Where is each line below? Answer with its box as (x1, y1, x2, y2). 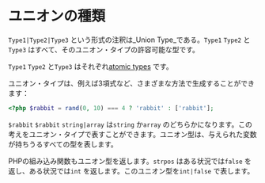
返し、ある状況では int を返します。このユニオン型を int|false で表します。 (8, 166, 255, 175)
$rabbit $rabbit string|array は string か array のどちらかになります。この (8, 120, 253, 129)
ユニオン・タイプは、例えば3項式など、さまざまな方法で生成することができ (8, 78, 255, 88)
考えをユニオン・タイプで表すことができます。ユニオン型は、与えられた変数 (8, 129, 257, 139)
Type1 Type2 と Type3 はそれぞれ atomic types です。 (8, 61, 173, 71)
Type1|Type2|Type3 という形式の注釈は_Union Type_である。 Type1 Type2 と (8, 35, 251, 44)
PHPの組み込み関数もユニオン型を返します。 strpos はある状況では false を (8, 156, 252, 166)
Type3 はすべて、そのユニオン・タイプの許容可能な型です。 (8, 44, 200, 54)
